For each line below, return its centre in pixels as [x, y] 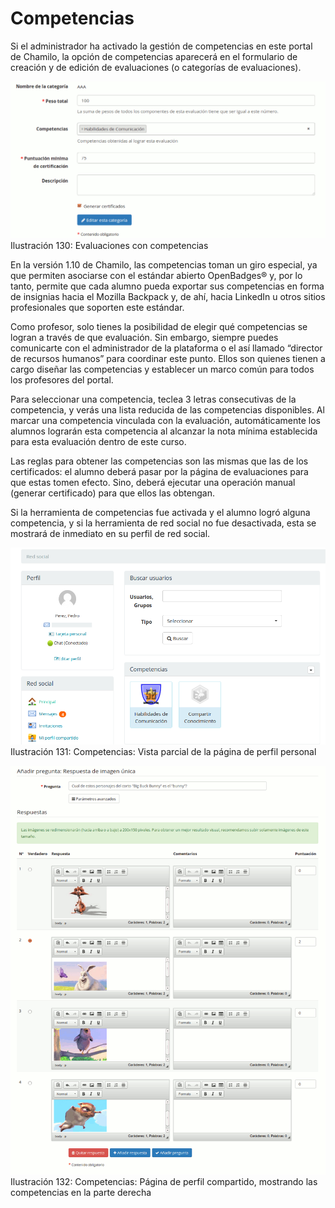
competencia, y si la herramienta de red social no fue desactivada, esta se [163, 523]
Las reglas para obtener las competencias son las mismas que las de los [159, 461]
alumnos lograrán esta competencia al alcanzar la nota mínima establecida [164, 431]
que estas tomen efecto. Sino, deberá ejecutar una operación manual [153, 483]
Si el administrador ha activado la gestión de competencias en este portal [161, 46]
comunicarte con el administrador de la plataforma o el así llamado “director [166, 348]
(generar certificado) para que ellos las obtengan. [112, 493]
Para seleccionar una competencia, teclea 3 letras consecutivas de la [153, 399]
